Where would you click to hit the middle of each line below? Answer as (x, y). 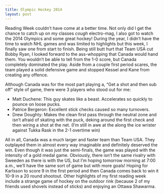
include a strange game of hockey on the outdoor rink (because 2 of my (78, 181)
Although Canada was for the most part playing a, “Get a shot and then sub (81, 84)
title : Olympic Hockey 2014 (34, 10)
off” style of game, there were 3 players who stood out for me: (68, 89)
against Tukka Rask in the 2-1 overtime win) (56, 130)
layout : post (18, 14)
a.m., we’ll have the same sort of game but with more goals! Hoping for (77, 165)
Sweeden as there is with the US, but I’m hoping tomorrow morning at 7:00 (80, 160)
